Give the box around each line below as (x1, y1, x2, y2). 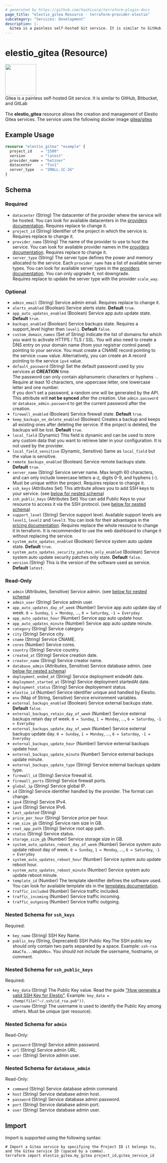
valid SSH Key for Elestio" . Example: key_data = (12, 992, 109, 998)
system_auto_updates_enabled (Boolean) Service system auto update (12, 538, 153, 544)
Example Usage (5, 131, 55, 139)
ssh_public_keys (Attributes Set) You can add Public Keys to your (12, 495, 146, 502)
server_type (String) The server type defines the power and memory (12, 254, 153, 260)
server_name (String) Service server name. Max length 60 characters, (12, 469, 154, 475)
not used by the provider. (12, 442, 64, 448)
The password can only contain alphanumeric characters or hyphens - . (12, 374, 159, 380)
